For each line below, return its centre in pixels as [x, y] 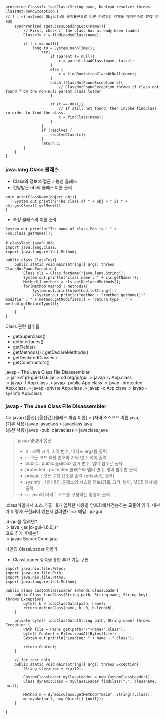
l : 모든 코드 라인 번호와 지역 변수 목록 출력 [66, 457]
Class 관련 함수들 [23, 326]
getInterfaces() [28, 342]
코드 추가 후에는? [22, 533]
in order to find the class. [36, 113]
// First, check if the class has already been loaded [81, 31]
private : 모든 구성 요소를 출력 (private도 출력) [70, 476]
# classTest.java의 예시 [30, 243]
